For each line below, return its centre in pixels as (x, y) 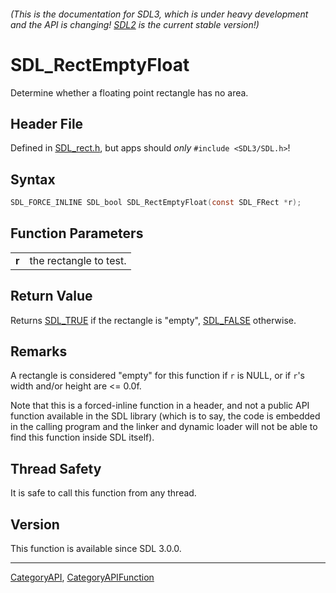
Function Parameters (77, 233)
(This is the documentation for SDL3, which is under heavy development (159, 14)
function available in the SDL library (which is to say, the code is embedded (165, 416)
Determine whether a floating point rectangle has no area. (129, 92)
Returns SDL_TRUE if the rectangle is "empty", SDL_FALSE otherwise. (153, 320)
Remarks (39, 351)
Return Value (51, 296)
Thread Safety (56, 468)
